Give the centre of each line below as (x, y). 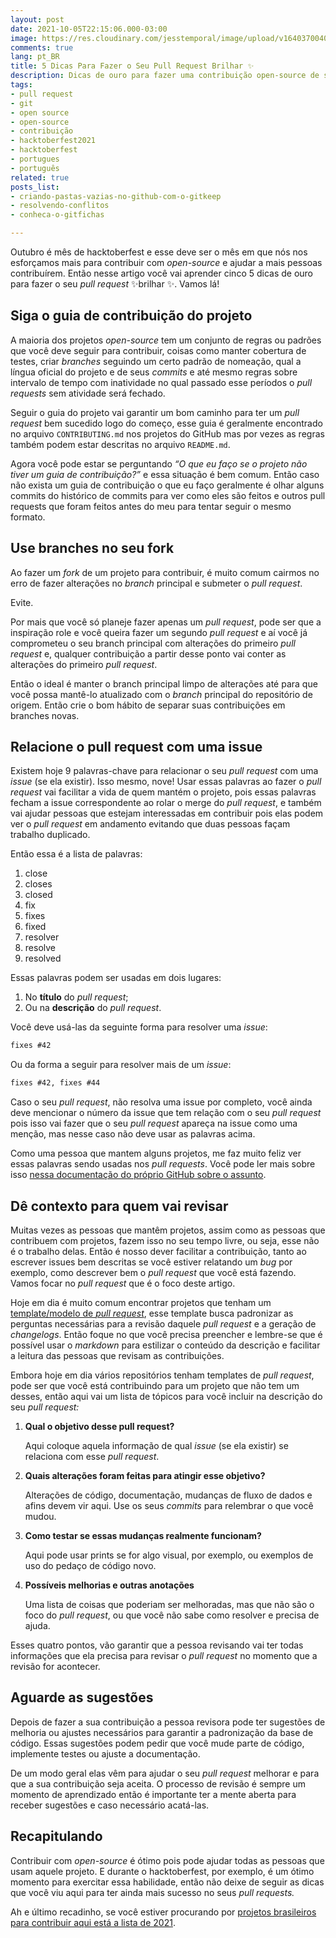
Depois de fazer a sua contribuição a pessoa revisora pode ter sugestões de (168, 1722)
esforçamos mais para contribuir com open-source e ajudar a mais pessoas (166, 262)
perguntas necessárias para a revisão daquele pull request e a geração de (163, 1324)
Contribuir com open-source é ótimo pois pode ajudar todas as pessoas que (167, 1860)
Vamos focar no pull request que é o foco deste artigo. (123, 1283)
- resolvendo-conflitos (60, 206)
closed (38, 895)
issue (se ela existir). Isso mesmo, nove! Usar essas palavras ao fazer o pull (166, 782)
